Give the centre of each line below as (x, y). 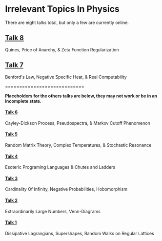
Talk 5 (11, 134)
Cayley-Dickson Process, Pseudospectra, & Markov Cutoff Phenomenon (78, 123)
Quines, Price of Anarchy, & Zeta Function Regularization (62, 49)
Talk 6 (11, 112)
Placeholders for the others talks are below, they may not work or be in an (81, 96)
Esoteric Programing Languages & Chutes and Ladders (60, 167)
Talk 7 (14, 65)
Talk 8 (15, 38)
